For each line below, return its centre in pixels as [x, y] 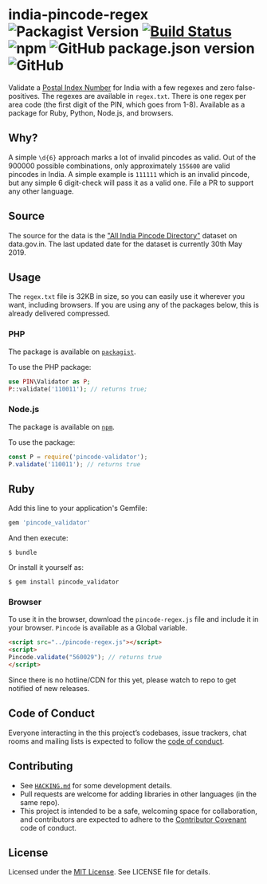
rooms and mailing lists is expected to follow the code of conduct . [116, 741]
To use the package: [42, 442]
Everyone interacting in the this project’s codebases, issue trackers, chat [128, 733]
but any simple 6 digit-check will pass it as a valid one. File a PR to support [131, 183]
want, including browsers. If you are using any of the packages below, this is [133, 305]
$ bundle [23, 553]
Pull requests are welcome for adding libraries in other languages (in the [138, 794]
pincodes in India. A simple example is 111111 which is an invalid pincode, [129, 174]
